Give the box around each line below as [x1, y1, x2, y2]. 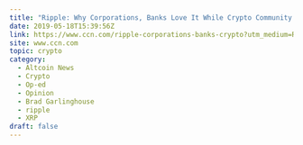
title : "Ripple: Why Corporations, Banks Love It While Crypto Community [9, 13, 293, 23]
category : [9, 55, 47, 64]
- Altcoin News [17, 64, 75, 73]
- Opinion [17, 88, 54, 97]
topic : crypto [9, 47, 63, 56]
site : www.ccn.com [9, 38, 78, 48]
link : [9, 30, 30, 39]
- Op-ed [17, 80, 47, 89]
